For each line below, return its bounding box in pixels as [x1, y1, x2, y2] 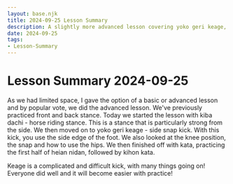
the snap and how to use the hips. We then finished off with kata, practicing [7, 141, 225, 149]
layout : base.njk [7, 10, 58, 17]
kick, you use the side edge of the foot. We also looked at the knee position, [7, 133, 226, 141]
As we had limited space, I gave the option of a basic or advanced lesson [7, 96, 218, 104]
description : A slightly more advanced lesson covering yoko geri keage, [7, 23, 227, 30]
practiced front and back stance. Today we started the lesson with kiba [7, 111, 213, 119]
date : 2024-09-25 [7, 29, 58, 37]
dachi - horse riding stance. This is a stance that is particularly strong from [7, 118, 223, 127]
